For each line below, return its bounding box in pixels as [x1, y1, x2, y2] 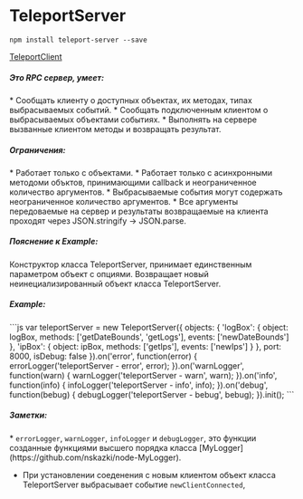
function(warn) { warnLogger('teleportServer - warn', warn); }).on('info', [9, 369, 278, 380]
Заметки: [9, 409, 48, 421]
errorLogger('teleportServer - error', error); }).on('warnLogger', [9, 360, 245, 371]
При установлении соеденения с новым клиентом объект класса [22, 469, 276, 480]
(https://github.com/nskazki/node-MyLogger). [9, 452, 182, 463]
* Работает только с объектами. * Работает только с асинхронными [9, 167, 273, 178]
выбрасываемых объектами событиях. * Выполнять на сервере [9, 114, 258, 125]
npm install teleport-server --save [9, 35, 147, 44]
